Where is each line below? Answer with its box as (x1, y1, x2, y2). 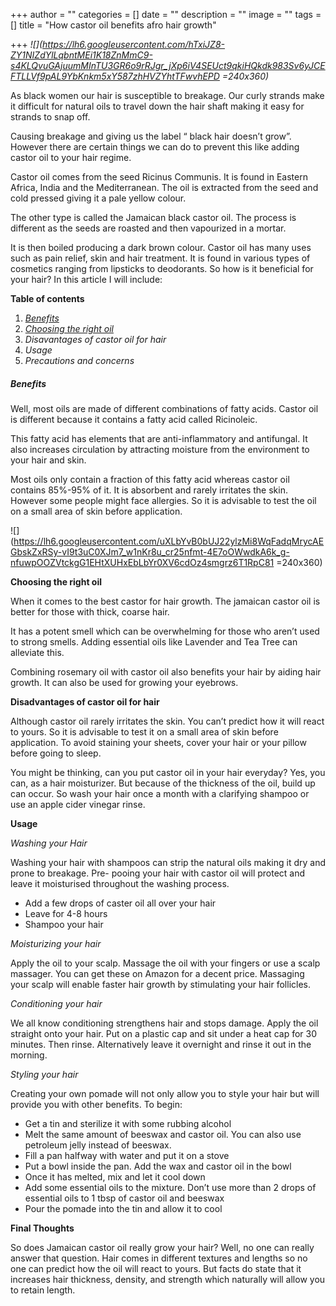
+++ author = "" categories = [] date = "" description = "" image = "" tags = (10, 9, 322, 20)
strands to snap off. (10, 111, 91, 123)
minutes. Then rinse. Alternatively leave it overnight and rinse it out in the (10, 1038, 312, 1050)
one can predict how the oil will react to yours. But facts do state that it (10, 1262, 302, 1274)
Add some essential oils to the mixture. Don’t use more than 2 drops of (24, 1181, 317, 1193)
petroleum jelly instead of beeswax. (24, 1139, 172, 1151)
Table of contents (10, 293, 85, 304)
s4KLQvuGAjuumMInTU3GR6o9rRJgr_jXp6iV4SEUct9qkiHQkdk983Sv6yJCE (10, 60, 326, 71)
